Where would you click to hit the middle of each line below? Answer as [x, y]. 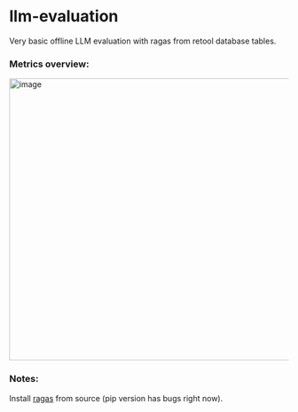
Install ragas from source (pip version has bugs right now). [116, 398]
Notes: [24, 379]
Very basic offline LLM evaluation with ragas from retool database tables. [143, 41]
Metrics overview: [49, 64]
